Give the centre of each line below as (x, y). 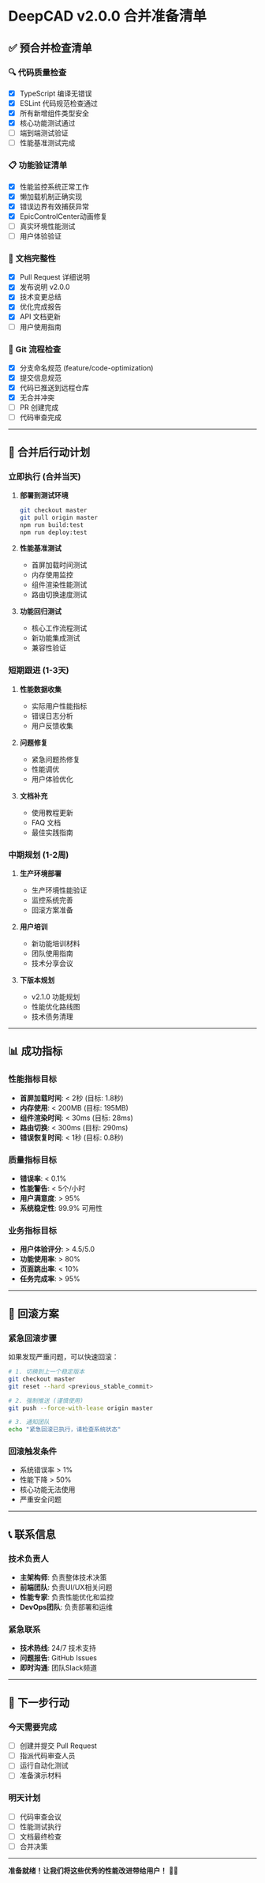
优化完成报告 (40, 307)
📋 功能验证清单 (38, 165)
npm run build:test (52, 525)
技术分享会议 (52, 964)
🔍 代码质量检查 (37, 72)
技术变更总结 (40, 297)
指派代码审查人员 (47, 1756)
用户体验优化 (52, 779)
